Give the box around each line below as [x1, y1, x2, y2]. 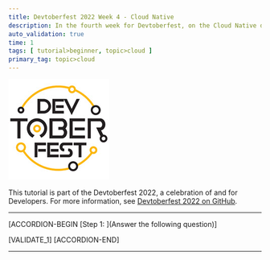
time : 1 [8, 39, 35, 47]
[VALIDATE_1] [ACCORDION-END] [8, 235, 120, 245]
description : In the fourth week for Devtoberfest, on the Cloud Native [8, 21, 257, 30]
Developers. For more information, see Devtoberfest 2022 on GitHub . [8, 196, 238, 205]
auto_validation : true [8, 30, 84, 38]
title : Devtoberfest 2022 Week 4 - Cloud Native [8, 13, 174, 21]
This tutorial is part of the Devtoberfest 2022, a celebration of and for [8, 188, 239, 197]
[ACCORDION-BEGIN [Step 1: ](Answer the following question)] [8, 220, 218, 229]
